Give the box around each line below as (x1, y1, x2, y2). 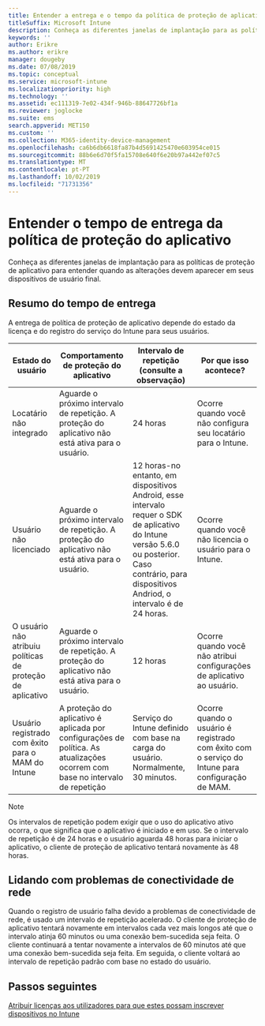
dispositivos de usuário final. (8, 274, 102, 283)
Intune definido (132, 722, 189, 733)
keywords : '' (8, 33, 51, 42)
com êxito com (196, 742, 252, 753)
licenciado (12, 544, 51, 555)
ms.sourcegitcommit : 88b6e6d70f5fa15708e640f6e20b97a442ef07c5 (8, 151, 221, 159)
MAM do (12, 757, 44, 768)
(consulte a (139, 365, 183, 376)
